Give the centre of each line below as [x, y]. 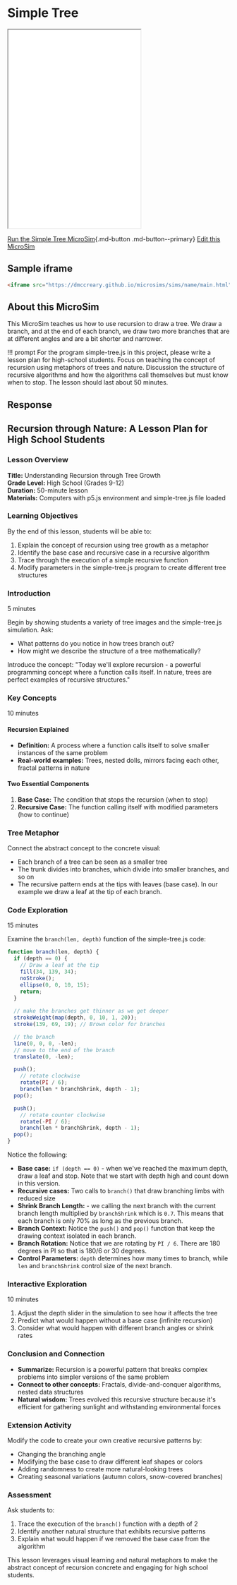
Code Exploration [38, 910]
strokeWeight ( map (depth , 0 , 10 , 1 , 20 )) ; [75, 1018]
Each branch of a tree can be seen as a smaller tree [92, 862]
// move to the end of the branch [64, 1050]
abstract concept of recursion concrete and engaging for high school [108, 1567]
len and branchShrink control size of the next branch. [95, 1266]
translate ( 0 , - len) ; [44, 1056]
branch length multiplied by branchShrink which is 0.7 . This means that [121, 1213]
